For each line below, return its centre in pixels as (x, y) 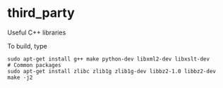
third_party (41, 13)
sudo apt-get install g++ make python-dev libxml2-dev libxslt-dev (109, 59)
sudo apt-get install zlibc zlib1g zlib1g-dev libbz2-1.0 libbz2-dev (112, 71)
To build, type (27, 46)
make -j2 (20, 77)
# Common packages (34, 65)
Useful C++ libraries (37, 32)
